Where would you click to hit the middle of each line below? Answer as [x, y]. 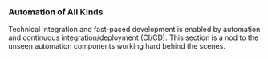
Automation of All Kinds [56, 12]
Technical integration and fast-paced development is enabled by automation [134, 29]
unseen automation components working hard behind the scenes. [117, 46]
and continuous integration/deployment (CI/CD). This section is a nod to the [134, 37]
